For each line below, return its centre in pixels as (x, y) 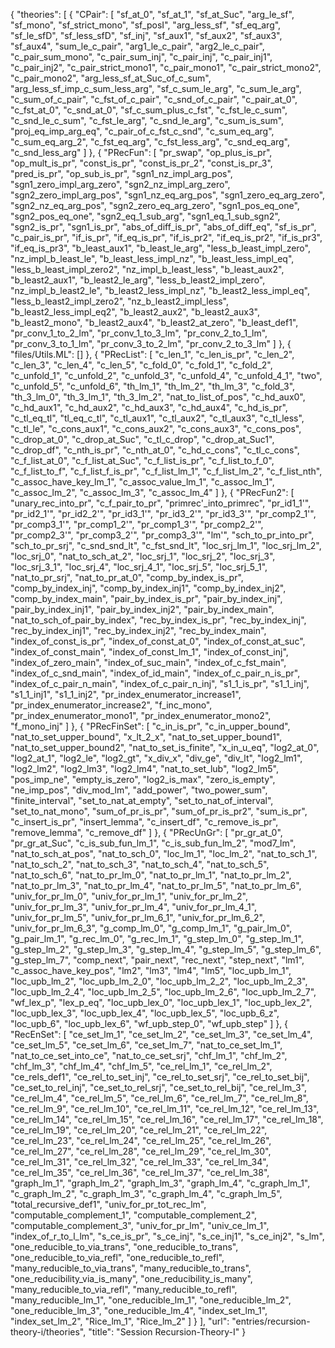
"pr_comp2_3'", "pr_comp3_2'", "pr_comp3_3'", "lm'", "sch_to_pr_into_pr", (162, 535)
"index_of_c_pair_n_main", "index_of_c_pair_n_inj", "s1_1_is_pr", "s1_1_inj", (160, 683)
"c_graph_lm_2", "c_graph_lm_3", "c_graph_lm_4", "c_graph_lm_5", (146, 1193)
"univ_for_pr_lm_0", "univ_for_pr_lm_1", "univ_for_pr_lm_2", (129, 896)
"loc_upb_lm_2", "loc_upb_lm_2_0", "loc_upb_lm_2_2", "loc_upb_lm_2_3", (159, 981)
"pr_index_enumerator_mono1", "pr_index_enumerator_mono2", (141, 715)
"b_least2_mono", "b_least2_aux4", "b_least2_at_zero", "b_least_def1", (154, 322)
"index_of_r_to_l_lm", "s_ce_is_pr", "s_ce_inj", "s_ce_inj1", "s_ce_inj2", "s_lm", (167, 1236)
